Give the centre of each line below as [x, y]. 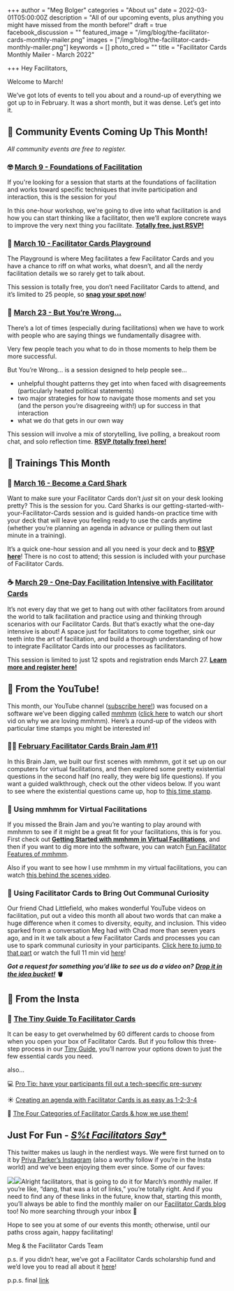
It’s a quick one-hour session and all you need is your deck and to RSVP [111, 549]
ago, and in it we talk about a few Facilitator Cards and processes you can [114, 938]
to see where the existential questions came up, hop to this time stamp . [110, 791]
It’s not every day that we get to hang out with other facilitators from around [116, 609]
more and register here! [42, 667]
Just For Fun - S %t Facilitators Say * [87, 1136]
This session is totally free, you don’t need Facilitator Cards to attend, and [114, 287]
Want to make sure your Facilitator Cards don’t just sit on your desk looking [115, 498]
